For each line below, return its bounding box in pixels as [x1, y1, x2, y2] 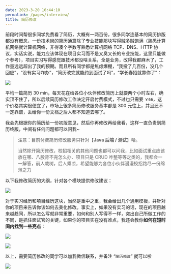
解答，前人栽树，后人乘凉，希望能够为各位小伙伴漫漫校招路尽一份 [22, 161, 161, 167]
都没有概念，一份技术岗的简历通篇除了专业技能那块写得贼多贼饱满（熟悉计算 [5, 38, 166, 44]
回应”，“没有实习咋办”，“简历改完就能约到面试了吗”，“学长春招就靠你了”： [5, 70, 162, 76]
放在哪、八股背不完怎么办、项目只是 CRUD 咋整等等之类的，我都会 [17, 154, 158, 160]
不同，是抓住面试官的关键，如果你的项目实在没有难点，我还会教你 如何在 [5, 217, 157, 223]
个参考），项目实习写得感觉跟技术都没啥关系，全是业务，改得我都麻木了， [5, 57, 159, 63]
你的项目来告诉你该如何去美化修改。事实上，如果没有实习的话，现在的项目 [5, 204, 161, 210]
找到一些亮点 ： [14, 223, 46, 229]
